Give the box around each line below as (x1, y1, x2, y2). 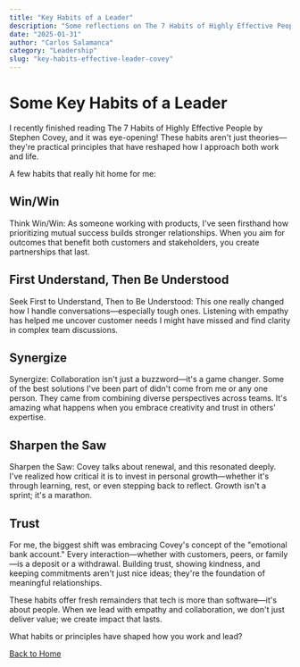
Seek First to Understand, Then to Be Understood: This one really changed (9, 296, 284, 306)
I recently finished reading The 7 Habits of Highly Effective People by (9, 122, 263, 133)
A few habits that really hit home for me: (9, 168, 156, 179)
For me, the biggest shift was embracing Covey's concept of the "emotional (9, 539, 287, 550)
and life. (9, 151, 39, 162)
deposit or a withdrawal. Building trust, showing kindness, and (31, 559, 261, 569)
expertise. (9, 412, 46, 422)
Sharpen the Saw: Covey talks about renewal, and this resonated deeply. (9, 462, 277, 472)
